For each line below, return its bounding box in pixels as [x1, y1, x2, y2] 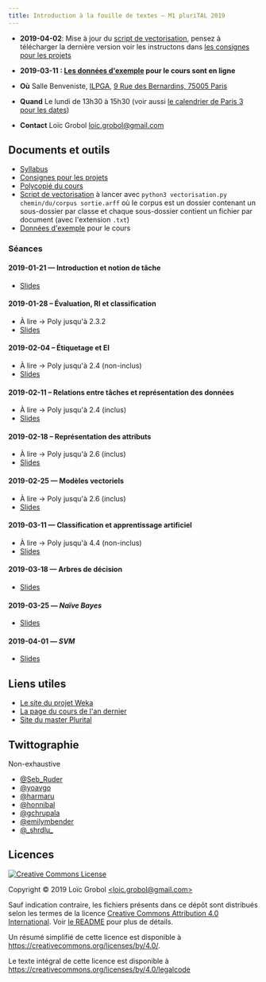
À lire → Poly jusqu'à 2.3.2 [19, 316, 106, 326]
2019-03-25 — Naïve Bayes [8, 601, 102, 610]
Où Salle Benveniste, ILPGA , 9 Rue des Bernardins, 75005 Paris [19, 81, 228, 91]
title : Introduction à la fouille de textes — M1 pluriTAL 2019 [8, 11, 226, 20]
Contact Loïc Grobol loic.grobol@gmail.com [19, 120, 164, 130]
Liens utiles [8, 677, 67, 690]
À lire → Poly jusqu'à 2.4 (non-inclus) [19, 361, 142, 370]
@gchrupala [19, 808, 60, 818]
